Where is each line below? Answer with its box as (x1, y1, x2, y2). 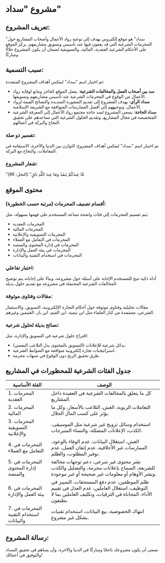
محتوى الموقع (5, 185, 43, 194)
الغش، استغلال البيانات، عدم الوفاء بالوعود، (51, 438, 139, 444)
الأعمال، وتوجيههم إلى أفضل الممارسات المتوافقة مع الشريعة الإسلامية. (12, 104, 141, 110)
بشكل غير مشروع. (51, 514, 90, 520)
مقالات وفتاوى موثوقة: (5, 293, 53, 300)
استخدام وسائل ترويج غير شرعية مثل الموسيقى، (51, 420, 151, 427)
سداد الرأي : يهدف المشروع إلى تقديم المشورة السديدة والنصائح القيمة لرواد (12, 98, 150, 104)
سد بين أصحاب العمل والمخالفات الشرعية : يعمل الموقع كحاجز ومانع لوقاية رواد (12, 88, 155, 94)
